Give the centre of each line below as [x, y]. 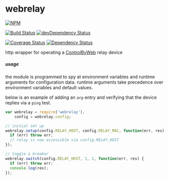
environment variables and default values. [49, 87]
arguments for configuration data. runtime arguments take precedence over [84, 82]
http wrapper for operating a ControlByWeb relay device [64, 52]
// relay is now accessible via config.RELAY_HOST [64, 140]
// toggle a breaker [27, 154]
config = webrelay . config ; [43, 117]
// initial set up [25, 126]
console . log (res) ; [29, 168]
